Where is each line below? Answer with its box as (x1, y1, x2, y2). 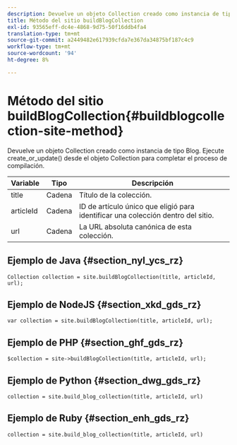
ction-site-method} (7, 123, 124, 138)
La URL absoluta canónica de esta (78, 222, 193, 232)
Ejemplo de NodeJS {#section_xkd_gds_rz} (7, 298, 202, 311)
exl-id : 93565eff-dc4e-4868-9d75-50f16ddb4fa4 (7, 23, 147, 30)
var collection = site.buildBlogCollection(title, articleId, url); (7, 317, 213, 325)
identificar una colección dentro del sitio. (78, 210, 214, 220)
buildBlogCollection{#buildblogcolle (7, 107, 225, 124)
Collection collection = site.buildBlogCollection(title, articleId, (7, 273, 217, 280)
